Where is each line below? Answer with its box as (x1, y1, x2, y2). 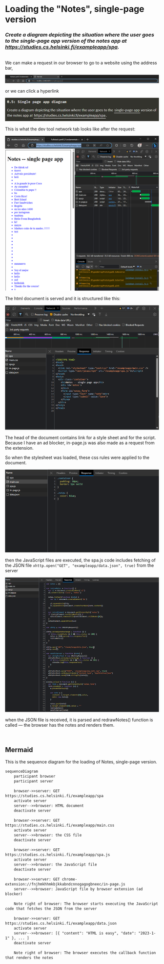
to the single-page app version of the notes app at (5, 38, 127, 45)
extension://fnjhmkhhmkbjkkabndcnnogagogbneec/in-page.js (5, 882, 125, 887)
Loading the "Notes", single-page (5, 3, 145, 15)
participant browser (14, 774, 56, 779)
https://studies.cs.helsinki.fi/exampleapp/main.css (5, 823, 115, 828)
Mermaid (5, 746, 33, 754)
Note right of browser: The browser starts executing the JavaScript (14, 901, 159, 906)
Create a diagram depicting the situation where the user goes (5, 31, 155, 38)
